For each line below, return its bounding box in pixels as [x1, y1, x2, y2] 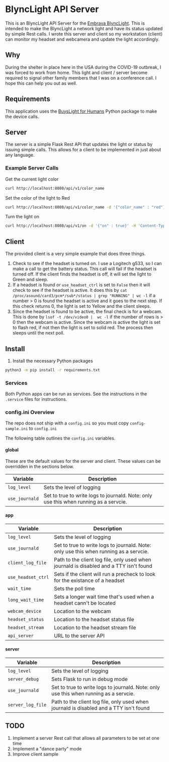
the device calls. [5, 113, 39, 119]
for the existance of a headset [53, 577, 125, 584]
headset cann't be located [53, 600, 116, 607]
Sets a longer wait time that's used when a [53, 593, 154, 600]
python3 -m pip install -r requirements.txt [5, 367, 100, 373]
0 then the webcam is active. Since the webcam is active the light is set [12, 319, 161, 325]
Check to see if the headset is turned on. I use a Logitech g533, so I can [12, 261, 162, 267]
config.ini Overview [5, 409, 55, 416]
